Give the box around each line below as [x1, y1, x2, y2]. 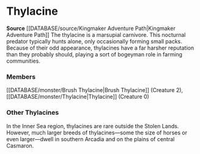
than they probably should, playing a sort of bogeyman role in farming [6, 50, 182, 58]
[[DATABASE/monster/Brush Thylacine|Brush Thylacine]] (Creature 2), [6, 87, 183, 94]
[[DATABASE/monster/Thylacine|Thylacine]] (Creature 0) [6, 93, 150, 101]
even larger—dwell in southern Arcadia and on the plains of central [6, 135, 175, 142]
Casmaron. [6, 142, 34, 149]
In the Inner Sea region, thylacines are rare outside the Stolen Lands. [6, 122, 179, 129]
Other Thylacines [6, 109, 59, 117]
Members [6, 72, 35, 81]
